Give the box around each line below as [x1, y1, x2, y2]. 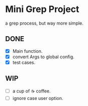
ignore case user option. [12, 95, 63, 101]
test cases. [12, 59, 36, 65]
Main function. [12, 48, 43, 54]
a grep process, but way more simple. [5, 20, 84, 26]
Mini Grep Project [5, 4, 79, 15]
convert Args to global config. [12, 54, 74, 60]
